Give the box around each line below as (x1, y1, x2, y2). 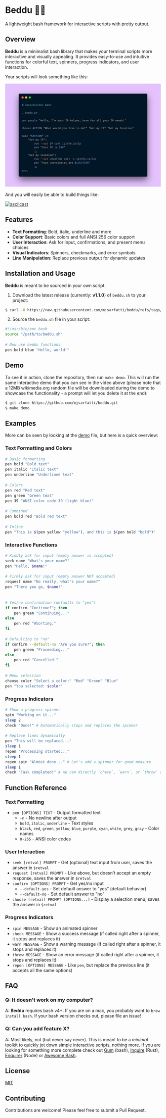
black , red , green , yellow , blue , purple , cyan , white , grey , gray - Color (19, 826, 160, 831)
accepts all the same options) (12, 967, 73, 973)
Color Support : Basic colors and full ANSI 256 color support (12, 234, 135, 240)
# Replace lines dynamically (5, 733, 65, 738)
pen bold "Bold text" (5, 462, 50, 467)
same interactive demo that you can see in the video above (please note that (5, 380, 161, 386)
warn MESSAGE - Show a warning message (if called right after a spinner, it (12, 941, 161, 947)
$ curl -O (5, 307, 26, 312)
